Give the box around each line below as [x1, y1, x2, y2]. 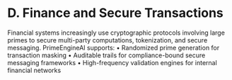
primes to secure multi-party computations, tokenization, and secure [7, 35, 208, 44]
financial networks [7, 66, 62, 74]
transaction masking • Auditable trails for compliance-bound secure [7, 51, 206, 59]
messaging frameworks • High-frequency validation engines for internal [7, 58, 217, 67]
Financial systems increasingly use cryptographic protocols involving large [7, 28, 225, 37]
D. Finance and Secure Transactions [7, 5, 224, 21]
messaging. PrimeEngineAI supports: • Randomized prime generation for [7, 43, 220, 52]
